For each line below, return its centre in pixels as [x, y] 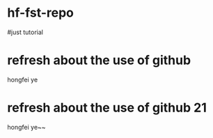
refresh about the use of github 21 [107, 108]
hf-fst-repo [41, 13]
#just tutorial [25, 32]
